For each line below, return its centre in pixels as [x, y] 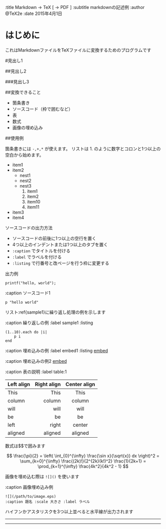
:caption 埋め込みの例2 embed [36, 361]
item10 [34, 201]
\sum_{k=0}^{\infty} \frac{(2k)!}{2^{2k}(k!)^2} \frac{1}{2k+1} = [83, 461]
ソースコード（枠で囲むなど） [42, 109]
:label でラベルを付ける [37, 257]
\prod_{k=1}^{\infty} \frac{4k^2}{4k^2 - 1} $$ [83, 466]
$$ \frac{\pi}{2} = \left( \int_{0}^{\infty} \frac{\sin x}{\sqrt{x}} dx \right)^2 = [83, 456]
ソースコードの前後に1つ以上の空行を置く [54, 238]
